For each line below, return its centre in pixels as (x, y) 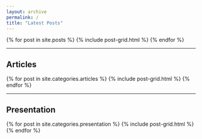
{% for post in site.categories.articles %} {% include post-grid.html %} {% (98, 79)
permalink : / (23, 17)
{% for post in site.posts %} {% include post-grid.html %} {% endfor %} (95, 40)
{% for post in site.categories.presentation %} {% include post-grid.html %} (100, 124)
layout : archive (26, 12)
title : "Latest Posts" (35, 23)
